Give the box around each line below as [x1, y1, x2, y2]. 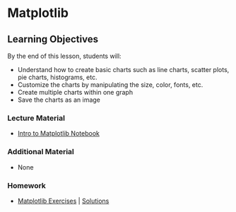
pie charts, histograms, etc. [17, 73, 98, 81]
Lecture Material [7, 113, 66, 123]
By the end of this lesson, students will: [7, 52, 122, 60]
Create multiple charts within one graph [17, 88, 133, 96]
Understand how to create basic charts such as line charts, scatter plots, [17, 66, 230, 73]
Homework [7, 180, 46, 190]
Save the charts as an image [17, 95, 101, 104]
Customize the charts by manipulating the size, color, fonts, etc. [17, 81, 203, 89]
